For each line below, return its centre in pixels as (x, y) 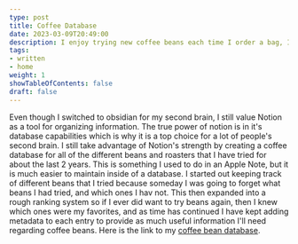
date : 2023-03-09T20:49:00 (59, 34)
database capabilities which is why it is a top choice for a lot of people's (141, 136)
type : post (29, 17)
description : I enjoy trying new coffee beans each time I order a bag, (146, 42)
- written (27, 59)
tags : (19, 51)
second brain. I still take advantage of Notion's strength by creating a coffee (148, 145)
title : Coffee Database (53, 26)
